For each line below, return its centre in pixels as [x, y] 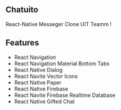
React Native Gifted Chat [44, 101]
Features [22, 43]
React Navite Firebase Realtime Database [65, 95]
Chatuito [22, 10]
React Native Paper [38, 82]
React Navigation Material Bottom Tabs [62, 63]
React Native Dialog [38, 70]
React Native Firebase [41, 89]
